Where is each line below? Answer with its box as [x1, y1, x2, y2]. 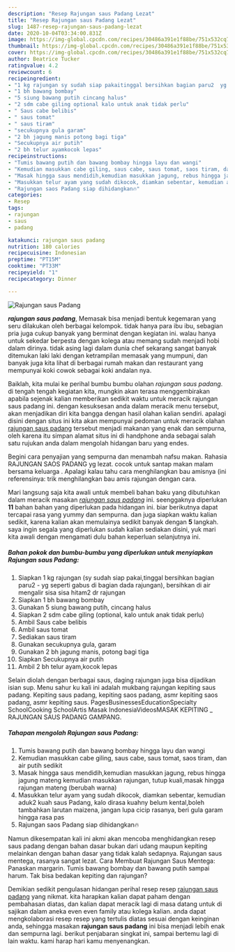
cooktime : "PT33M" [8, 263, 61, 270]
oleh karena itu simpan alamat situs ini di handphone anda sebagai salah [8, 431, 216, 440]
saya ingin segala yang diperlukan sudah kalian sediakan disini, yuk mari [8, 525, 216, 533]
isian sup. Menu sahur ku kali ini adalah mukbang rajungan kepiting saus [8, 683, 216, 691]
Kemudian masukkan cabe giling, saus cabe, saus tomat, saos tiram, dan [17, 753, 227, 762]
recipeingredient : [8, 75, 61, 82]
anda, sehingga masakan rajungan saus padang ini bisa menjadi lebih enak [8, 921, 225, 930]
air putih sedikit [17, 761, 63, 769]
